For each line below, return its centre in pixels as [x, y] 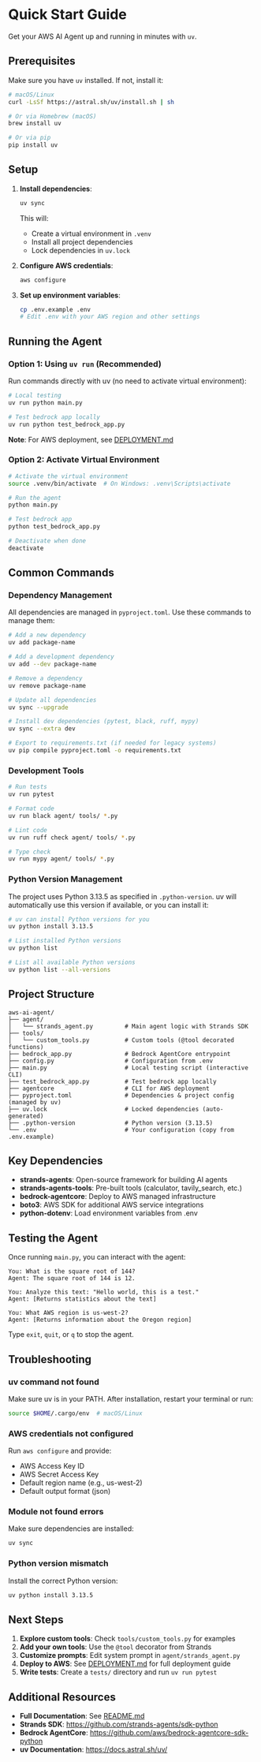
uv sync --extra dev [42, 729]
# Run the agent [35, 498]
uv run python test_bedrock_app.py [67, 424]
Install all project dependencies [82, 241]
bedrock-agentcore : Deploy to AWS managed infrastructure [117, 1196]
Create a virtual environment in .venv [91, 233]
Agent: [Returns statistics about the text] [82, 1299]
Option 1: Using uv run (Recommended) [85, 364]
